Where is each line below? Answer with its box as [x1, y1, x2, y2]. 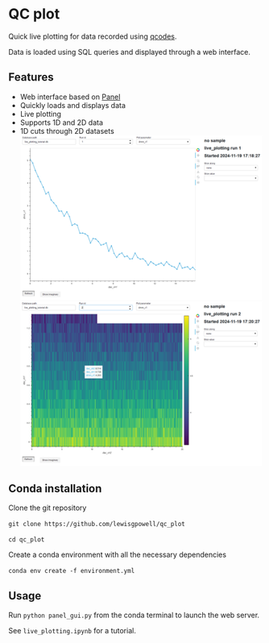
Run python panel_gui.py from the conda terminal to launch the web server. [8, 610, 260, 620]
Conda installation [8, 481, 102, 496]
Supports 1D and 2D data [19, 118, 103, 127]
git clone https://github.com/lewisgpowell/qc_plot [8, 521, 185, 529]
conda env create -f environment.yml [8, 567, 135, 575]
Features [8, 70, 54, 85]
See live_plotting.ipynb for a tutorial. [8, 626, 137, 636]
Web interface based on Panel [19, 92, 121, 102]
